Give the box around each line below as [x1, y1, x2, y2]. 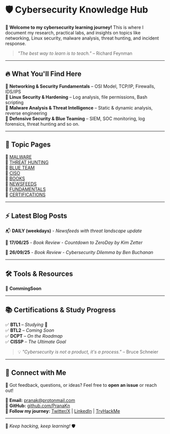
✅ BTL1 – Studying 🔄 [5, 321, 48, 328]
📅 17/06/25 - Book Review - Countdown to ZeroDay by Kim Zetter [5, 239, 143, 246]
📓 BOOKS [5, 175, 25, 182]
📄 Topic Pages [5, 140, 51, 149]
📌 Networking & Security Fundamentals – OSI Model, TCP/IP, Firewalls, [5, 83, 155, 89]
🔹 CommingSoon [5, 285, 42, 292]
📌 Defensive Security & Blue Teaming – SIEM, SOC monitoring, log [5, 115, 145, 122]
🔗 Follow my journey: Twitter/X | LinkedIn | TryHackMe [5, 408, 120, 414]
